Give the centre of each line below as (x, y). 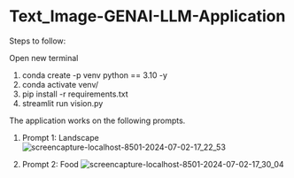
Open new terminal (44, 58)
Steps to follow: (38, 41)
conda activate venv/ (60, 84)
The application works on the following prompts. (97, 120)
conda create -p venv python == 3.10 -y (95, 75)
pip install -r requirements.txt (75, 94)
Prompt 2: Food (50, 164)
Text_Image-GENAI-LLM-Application (147, 16)
